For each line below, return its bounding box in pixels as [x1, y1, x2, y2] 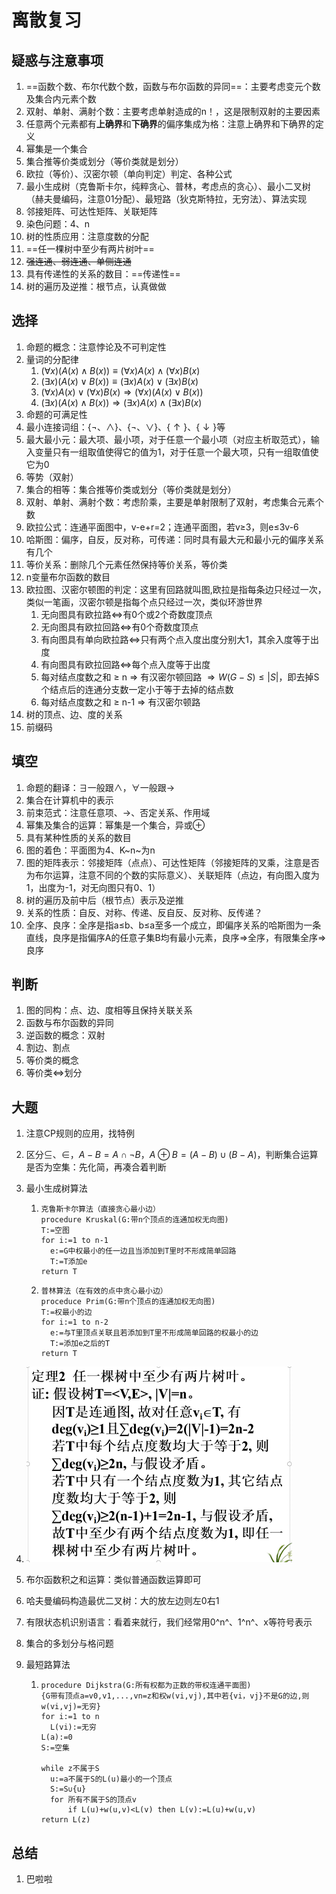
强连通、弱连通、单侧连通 [25, 256, 132, 267]
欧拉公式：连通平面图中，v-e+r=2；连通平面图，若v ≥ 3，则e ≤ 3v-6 [25, 521, 299, 533]
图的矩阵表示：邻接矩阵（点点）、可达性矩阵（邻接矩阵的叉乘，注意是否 [25, 856, 320, 868]
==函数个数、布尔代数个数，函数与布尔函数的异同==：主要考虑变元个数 [25, 81, 321, 92]
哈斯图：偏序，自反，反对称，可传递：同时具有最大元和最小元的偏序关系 [25, 533, 324, 545]
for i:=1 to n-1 [40, 1236, 109, 1246]
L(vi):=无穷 [49, 1722, 97, 1733]
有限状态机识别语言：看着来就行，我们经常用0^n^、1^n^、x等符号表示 [25, 1616, 313, 1628]
